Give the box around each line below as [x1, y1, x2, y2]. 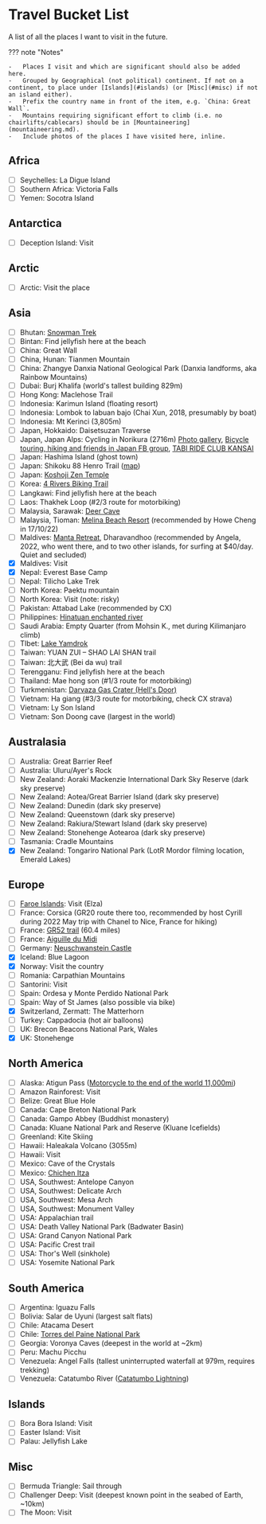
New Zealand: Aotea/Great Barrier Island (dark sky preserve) [19, 791, 220, 801]
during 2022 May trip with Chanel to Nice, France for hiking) [19, 917, 217, 927]
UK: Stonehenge [19, 1034, 74, 1042]
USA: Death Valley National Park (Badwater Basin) [19, 1221, 185, 1231]
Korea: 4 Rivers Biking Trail [19, 479, 109, 489]
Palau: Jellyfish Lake [19, 1436, 88, 1446]
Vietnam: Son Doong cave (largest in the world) [19, 711, 176, 721]
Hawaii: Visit [19, 1150, 61, 1159]
